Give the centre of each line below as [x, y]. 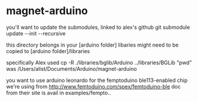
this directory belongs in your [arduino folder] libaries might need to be [92, 45]
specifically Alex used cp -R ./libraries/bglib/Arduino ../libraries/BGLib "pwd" [99, 62]
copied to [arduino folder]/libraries [48, 51]
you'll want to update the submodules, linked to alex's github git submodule [98, 27]
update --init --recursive [36, 33]
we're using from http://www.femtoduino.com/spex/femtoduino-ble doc [94, 86]
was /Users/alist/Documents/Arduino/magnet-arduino [72, 68]
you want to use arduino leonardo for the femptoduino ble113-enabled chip [97, 80]
